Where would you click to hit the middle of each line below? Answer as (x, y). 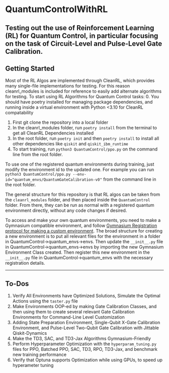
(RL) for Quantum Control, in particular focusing (82, 35)
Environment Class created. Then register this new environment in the (77, 252)
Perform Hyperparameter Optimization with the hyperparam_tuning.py (84, 344)
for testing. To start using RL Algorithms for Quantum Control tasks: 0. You (82, 97)
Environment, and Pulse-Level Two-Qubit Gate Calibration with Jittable (86, 328)
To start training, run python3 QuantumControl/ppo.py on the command (85, 149)
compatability (19, 113)
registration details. (25, 263)
